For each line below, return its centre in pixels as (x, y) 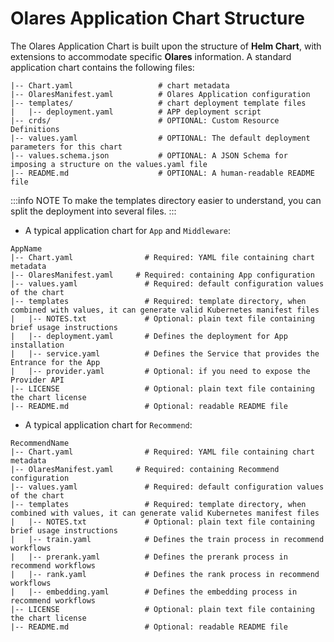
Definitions (35, 129)
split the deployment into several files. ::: (93, 211)
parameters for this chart (66, 147)
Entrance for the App (55, 362)
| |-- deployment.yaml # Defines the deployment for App (149, 336)
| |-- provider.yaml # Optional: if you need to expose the (160, 371)
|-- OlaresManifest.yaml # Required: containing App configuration (162, 275)
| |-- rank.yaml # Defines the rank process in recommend (165, 574)
